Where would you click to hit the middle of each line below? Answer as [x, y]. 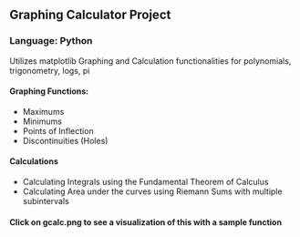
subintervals [46, 201]
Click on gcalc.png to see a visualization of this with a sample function [146, 222]
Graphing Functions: [49, 91]
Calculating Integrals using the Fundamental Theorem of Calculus [145, 182]
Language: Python [51, 41]
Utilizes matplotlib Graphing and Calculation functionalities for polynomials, [150, 61]
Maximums [43, 111]
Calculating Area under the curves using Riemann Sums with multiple [152, 191]
